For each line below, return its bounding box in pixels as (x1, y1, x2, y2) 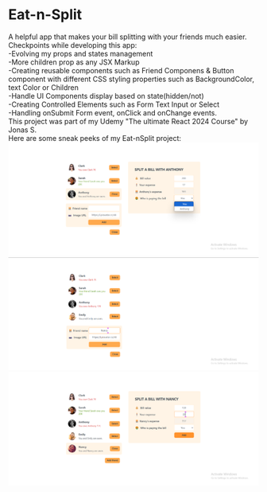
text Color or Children (8, 82, 79, 92)
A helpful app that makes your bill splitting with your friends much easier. (8, 32, 247, 41)
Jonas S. (8, 125, 37, 135)
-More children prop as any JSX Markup (8, 57, 140, 67)
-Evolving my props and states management (8, 49, 153, 58)
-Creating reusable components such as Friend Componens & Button (8, 65, 234, 75)
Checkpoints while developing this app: (8, 40, 137, 49)
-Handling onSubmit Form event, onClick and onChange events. (8, 107, 217, 117)
